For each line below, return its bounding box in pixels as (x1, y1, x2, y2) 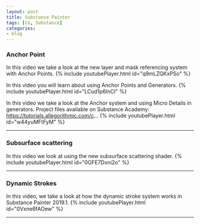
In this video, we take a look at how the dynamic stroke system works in (6, 193, 183, 200)
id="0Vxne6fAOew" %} (6, 206, 64, 213)
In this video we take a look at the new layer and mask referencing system (6, 64, 187, 71)
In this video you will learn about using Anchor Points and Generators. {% (6, 81, 186, 89)
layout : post (6, 8, 39, 15)
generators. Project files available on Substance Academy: (6, 106, 150, 113)
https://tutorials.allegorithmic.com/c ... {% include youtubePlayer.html (6, 112, 176, 119)
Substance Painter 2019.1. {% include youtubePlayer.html (6, 199, 146, 206)
